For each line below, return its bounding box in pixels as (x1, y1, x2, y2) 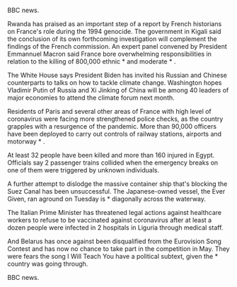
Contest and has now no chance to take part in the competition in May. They (7, 245, 230, 253)
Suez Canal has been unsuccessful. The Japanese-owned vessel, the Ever (7, 187, 226, 195)
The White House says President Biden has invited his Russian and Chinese (7, 71, 228, 79)
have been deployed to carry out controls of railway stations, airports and (7, 130, 221, 138)
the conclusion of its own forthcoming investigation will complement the (7, 35, 217, 43)
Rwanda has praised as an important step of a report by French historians (7, 20, 222, 28)
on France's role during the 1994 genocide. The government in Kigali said (7, 28, 221, 35)
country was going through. (7, 259, 88, 268)
